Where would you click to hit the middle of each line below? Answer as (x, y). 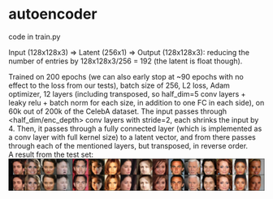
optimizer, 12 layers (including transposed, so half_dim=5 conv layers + (127, 93)
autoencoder (53, 14)
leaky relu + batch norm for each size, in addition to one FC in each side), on (136, 102)
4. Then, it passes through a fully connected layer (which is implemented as (135, 128)
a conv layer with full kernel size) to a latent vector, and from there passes (132, 137)
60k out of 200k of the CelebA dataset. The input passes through (118, 111)
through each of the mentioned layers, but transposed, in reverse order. (128, 145)
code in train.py (35, 37)
